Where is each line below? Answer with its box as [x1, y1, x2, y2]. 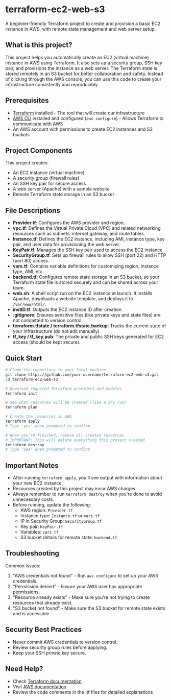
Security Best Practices [5, 625, 82, 634]
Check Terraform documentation [12, 678, 82, 684]
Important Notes [5, 461, 59, 470]
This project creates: [5, 160, 49, 166]
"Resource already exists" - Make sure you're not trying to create [12, 594, 150, 600]
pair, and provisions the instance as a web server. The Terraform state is [5, 65, 157, 71]
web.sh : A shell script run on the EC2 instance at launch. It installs [12, 290, 153, 297]
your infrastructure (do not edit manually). [12, 328, 101, 334]
